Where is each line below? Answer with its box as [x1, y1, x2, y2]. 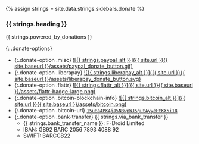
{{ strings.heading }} [5, 20, 67, 28]
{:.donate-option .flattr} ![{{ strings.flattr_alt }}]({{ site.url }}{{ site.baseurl [14, 82, 193, 89]
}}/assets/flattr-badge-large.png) [14, 88, 96, 95]
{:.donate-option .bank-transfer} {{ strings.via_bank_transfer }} [14, 113, 169, 121]
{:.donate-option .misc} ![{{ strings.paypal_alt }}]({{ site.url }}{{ [14, 57, 168, 64]
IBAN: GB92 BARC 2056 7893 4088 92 [23, 126, 119, 133]
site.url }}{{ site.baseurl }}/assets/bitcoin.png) [14, 101, 127, 108]
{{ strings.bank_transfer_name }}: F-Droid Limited [23, 120, 145, 127]
